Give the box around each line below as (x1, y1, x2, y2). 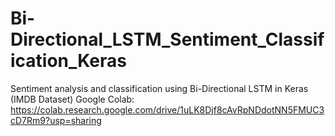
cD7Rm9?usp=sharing (10, 114, 102, 126)
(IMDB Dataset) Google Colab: (10, 93, 135, 105)
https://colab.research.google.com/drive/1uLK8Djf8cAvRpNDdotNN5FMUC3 (10, 103, 325, 116)
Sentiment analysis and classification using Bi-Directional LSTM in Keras (10, 82, 309, 94)
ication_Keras (10, 50, 127, 72)
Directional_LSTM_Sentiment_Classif (10, 28, 325, 51)
